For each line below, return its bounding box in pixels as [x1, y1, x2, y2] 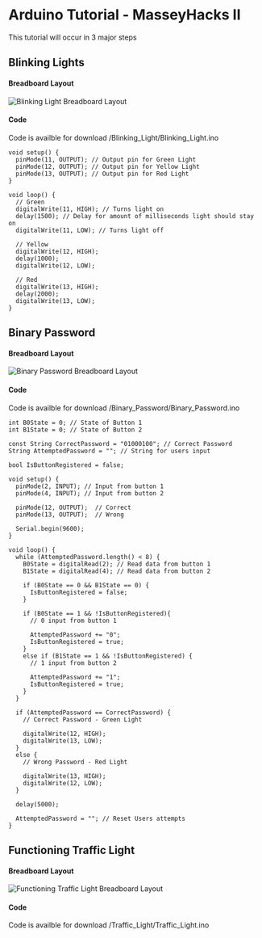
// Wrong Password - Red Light [23, 758, 128, 766]
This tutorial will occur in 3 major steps [8, 32, 137, 42]
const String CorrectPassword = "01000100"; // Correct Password [8, 440, 232, 448]
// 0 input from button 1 [29, 616, 117, 625]
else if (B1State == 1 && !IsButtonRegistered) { [23, 652, 193, 660]
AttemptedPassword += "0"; [29, 630, 121, 639]
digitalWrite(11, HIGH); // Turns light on [15, 204, 164, 213]
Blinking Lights [8, 56, 85, 69]
